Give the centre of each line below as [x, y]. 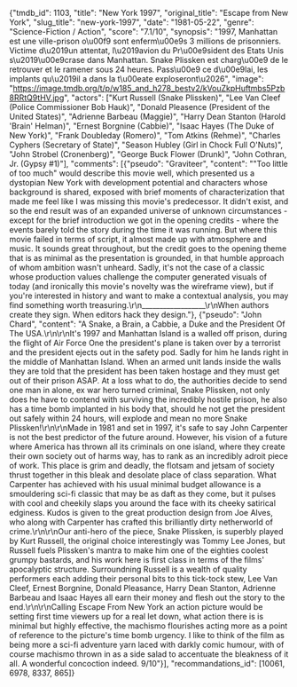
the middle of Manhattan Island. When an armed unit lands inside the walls [145, 362]
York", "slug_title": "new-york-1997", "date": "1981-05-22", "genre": [132, 22]
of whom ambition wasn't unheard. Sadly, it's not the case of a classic [137, 267]
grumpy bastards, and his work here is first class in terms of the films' [137, 560]
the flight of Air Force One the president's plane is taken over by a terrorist [145, 343]
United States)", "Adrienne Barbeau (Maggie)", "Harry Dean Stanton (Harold [148, 116]
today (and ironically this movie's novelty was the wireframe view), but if [141, 286]
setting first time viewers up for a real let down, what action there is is [137, 616]
